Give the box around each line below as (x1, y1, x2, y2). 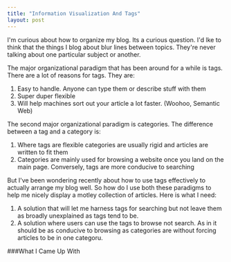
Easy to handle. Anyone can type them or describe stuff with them (17, 84, 206, 93)
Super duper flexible (17, 91, 76, 100)
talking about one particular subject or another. (7, 50, 141, 59)
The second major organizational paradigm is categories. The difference (7, 120, 213, 128)
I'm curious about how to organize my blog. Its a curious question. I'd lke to (7, 35, 221, 44)
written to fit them (17, 148, 68, 156)
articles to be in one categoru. (17, 233, 103, 242)
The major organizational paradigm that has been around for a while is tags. (7, 64, 223, 72)
